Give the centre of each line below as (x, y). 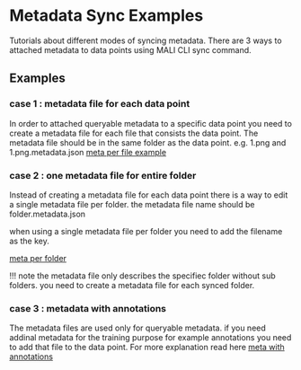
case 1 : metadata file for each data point (100, 104)
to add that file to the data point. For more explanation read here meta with (147, 348)
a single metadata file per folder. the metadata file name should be (132, 204)
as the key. (29, 241)
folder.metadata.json (48, 214)
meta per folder (38, 258)
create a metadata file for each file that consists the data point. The (134, 133)
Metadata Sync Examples (106, 16)
